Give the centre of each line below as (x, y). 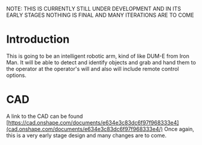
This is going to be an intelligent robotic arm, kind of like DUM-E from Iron (98, 56)
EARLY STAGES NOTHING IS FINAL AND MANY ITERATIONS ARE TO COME (100, 15)
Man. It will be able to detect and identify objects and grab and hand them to (101, 62)
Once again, (179, 129)
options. (17, 75)
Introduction (38, 39)
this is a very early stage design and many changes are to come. (87, 135)
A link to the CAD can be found (45, 116)
